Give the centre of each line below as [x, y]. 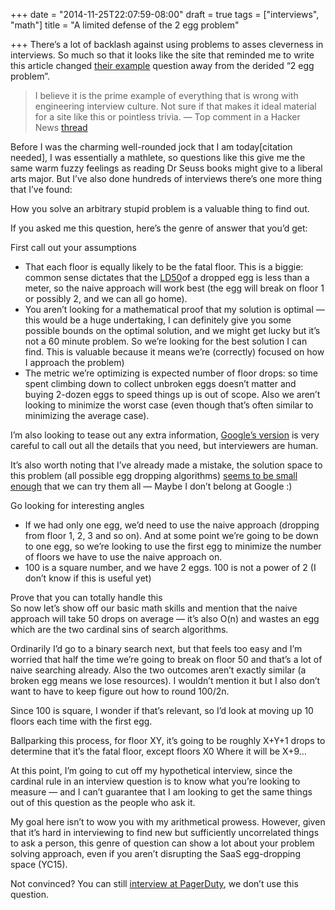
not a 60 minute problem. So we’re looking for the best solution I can [166, 341]
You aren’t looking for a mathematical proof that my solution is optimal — [174, 309]
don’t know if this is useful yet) [88, 578]
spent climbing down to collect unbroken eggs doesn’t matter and [160, 383]
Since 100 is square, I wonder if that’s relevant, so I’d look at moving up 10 [162, 710]
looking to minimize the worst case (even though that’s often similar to [169, 405]
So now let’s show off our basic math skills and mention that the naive [154, 608]
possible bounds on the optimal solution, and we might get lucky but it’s [172, 330]
